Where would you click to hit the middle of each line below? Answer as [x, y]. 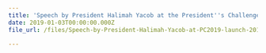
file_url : [25, 30]
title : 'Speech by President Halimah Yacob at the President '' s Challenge [134, 15]
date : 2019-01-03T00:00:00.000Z [61, 23]
